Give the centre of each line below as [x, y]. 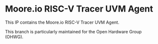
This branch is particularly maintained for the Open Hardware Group [73, 31]
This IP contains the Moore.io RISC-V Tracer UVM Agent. [62, 22]
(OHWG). [14, 37]
